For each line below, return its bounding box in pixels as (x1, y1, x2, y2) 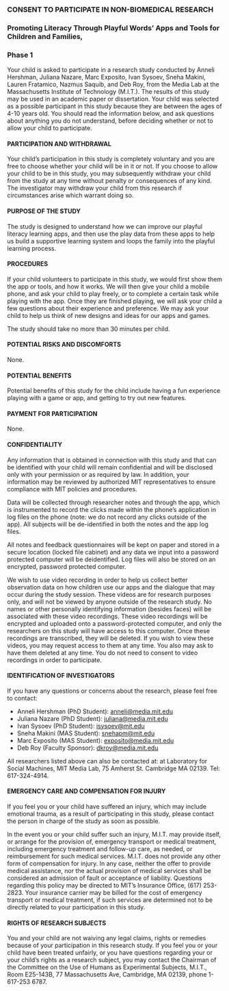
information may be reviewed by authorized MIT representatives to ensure (7, 478, 216, 486)
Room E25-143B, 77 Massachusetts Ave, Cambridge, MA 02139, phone (7, 970, 207, 979)
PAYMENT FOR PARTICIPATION (7, 409, 98, 417)
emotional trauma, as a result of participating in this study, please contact (7, 809, 214, 818)
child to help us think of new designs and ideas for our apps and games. (7, 311, 211, 319)
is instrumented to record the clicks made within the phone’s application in (7, 505, 217, 513)
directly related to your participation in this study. (7, 903, 146, 911)
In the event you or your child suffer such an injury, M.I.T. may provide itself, (7, 830, 221, 838)
